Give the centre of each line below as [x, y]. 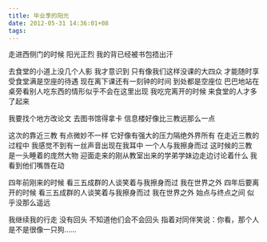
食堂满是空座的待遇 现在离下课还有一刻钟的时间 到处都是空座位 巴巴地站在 [137, 82]
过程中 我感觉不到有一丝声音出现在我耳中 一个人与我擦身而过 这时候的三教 [130, 146]
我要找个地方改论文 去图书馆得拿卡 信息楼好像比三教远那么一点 [112, 119]
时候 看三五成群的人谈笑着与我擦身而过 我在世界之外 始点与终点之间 [133, 192]
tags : [17, 30]
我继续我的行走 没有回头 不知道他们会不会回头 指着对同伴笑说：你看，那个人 [134, 220]
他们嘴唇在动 [43, 166]
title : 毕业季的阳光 [39, 16]
